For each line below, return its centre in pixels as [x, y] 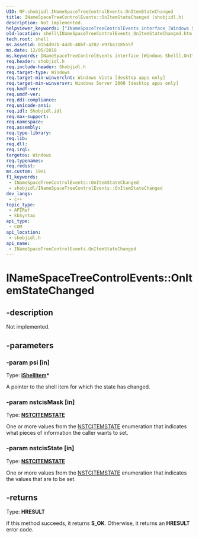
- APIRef [20, 210]
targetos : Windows [29, 155]
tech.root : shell [28, 39]
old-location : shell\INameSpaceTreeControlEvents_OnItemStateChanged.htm [99, 34]
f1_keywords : [22, 177]
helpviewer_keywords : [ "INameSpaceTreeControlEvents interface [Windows [98, 28]
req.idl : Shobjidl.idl [34, 111]
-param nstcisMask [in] [41, 402]
